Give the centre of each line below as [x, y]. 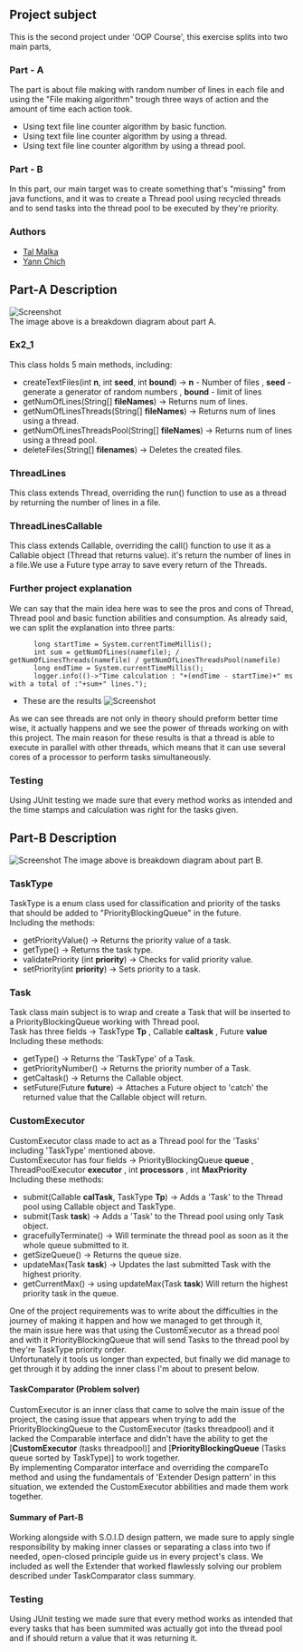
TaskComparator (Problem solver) [75, 1389]
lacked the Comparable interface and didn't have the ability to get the [139, 1438]
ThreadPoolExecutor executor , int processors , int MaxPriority [128, 1169]
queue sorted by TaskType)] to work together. [95, 1457]
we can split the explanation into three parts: [92, 627]
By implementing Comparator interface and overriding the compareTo [139, 1467]
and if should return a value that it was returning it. [104, 1638]
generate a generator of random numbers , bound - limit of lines [142, 391]
